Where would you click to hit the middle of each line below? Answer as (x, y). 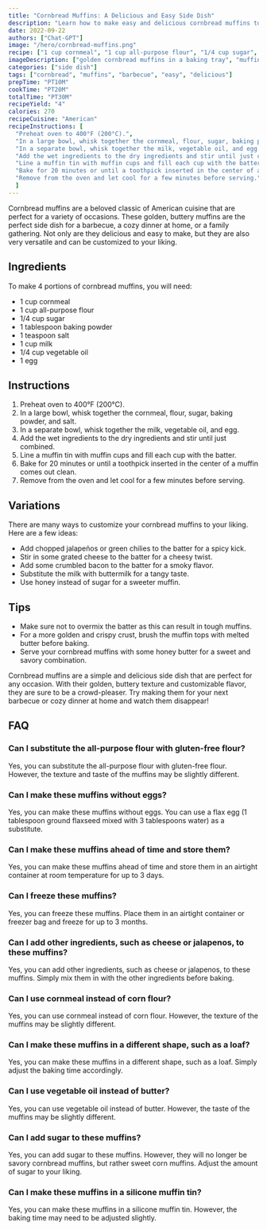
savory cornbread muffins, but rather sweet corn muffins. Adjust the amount (133, 1163)
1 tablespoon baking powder (66, 327)
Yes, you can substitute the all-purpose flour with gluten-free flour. (118, 766)
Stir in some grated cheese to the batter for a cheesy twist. (116, 557)
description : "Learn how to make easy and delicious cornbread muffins (129, 23)
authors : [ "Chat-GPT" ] (46, 38)
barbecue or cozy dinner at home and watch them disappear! (108, 701)
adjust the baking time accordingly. (66, 1070)
